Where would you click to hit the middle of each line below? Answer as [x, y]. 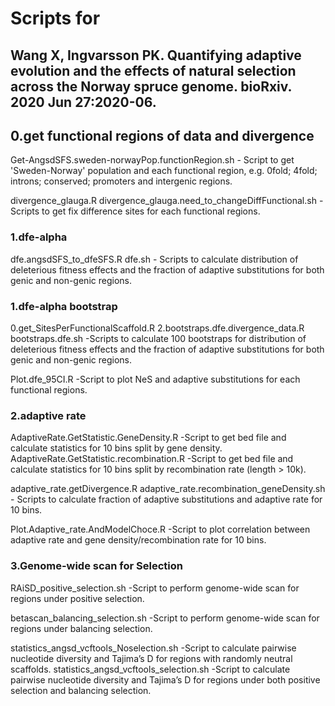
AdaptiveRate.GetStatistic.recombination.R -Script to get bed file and [152, 459]
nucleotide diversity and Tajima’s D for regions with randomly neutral [151, 658]
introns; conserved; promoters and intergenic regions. [121, 181]
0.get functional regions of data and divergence [162, 135]
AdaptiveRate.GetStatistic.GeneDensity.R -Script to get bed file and [148, 438]
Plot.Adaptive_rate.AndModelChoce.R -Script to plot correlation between [160, 529]
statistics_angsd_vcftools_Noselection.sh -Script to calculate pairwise [153, 648]
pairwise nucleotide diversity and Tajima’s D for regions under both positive [165, 679]
